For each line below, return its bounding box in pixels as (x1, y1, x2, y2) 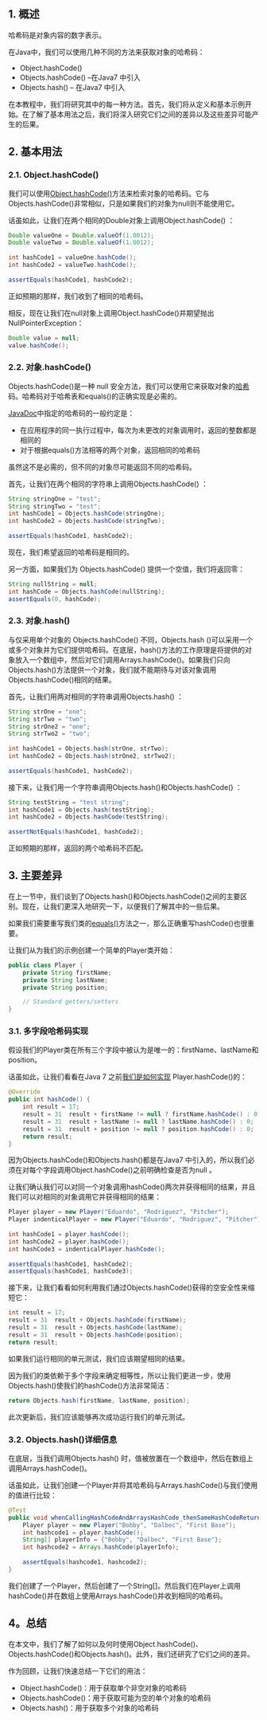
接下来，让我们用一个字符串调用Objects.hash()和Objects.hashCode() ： (8, 782, 242, 791)
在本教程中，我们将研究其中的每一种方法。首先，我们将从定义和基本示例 (8, 99, 245, 109)
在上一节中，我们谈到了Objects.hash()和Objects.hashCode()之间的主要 (8, 891, 241, 901)
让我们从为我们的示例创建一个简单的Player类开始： (8, 945, 176, 955)
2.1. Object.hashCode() (8, 170, 99, 181)
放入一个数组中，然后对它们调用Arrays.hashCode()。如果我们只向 (14, 654, 230, 664)
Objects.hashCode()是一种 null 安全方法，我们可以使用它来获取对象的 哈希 (8, 381, 250, 391)
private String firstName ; (22, 968, 112, 976)
